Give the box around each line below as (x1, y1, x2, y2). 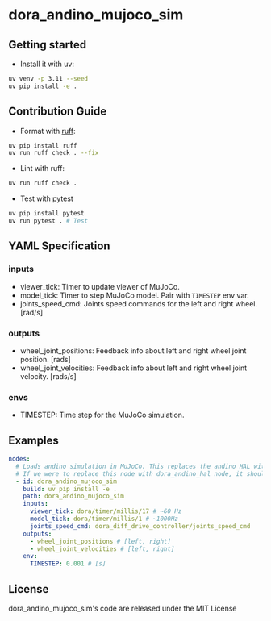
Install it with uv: (19, 59, 75, 69)
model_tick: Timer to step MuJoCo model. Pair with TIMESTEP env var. (19, 290, 249, 300)
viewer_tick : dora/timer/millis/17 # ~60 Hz (29, 507, 182, 515)
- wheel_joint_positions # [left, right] (29, 537, 172, 545)
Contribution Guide (8, 105, 107, 119)
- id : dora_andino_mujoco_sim (15, 477, 117, 486)
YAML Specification (8, 240, 110, 253)
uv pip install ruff (8, 141, 78, 150)
